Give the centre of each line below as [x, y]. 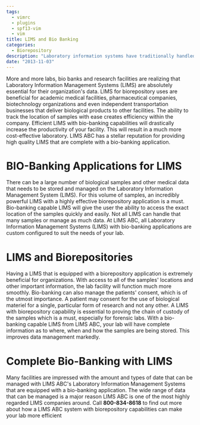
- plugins [24, 23]
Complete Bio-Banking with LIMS [89, 361]
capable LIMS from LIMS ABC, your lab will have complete [99, 324]
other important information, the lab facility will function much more [89, 286]
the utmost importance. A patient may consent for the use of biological [93, 299]
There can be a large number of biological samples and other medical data [98, 182]
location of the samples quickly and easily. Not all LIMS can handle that [93, 214]
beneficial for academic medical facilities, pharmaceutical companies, [92, 97]
